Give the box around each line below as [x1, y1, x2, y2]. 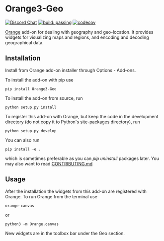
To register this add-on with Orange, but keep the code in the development [5, 113, 159, 119]
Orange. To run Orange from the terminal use [5, 193, 98, 199]
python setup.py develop [5, 128, 57, 133]
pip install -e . [5, 147, 41, 152]
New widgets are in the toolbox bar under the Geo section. [5, 230, 125, 236]
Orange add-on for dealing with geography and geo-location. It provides [5, 29, 154, 35]
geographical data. [5, 39, 44, 45]
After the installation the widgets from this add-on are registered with [5, 188, 147, 194]
